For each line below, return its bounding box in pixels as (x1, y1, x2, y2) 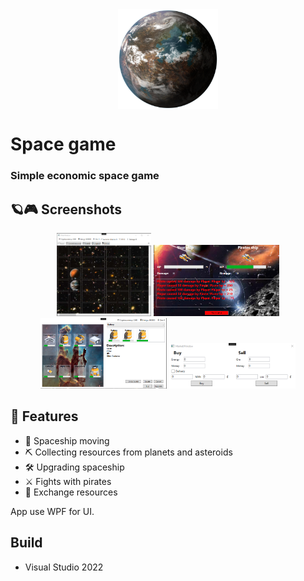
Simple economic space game (10, 169, 160, 183)
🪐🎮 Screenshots (10, 201, 123, 218)
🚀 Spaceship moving (24, 434, 110, 447)
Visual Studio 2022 (24, 561, 104, 573)
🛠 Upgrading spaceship (24, 461, 125, 473)
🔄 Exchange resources (24, 486, 118, 498)
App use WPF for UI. (10, 505, 95, 517)
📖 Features (10, 408, 79, 425)
